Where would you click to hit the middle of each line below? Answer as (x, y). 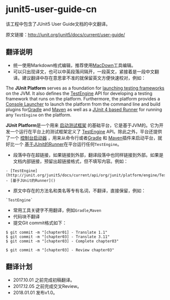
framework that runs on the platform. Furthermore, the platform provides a (83, 98)
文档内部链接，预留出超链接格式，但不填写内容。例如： (70, 161)
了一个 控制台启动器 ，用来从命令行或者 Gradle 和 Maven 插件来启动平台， (82, 138)
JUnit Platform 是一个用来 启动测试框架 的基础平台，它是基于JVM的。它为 (82, 125)
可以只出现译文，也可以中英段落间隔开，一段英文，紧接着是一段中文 (84, 71)
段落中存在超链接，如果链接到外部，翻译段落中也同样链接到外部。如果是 (88, 155)
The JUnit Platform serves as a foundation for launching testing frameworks (85, 88)
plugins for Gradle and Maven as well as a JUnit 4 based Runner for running (84, 109)
